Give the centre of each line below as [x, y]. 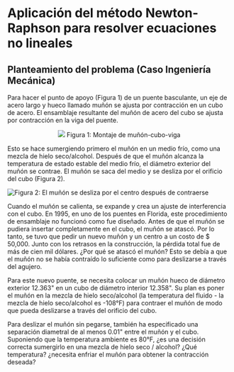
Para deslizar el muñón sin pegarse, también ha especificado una [103, 324]
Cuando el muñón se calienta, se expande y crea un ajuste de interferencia [117, 206]
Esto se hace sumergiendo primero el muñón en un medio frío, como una [114, 148]
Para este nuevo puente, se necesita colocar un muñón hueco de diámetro [116, 280]
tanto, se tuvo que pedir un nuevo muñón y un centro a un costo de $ [109, 236]
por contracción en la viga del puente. [63, 120]
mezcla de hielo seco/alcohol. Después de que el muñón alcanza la [106, 156]
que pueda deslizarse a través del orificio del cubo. [82, 311]
